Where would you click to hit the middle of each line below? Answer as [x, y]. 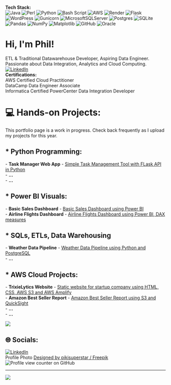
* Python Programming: [44, 152]
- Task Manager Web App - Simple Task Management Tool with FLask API [83, 164]
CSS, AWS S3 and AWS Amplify [38, 293]
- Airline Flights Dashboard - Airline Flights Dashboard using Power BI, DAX [85, 214]
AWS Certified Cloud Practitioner [40, 80]
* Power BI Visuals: [36, 196]
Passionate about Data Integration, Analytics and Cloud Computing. [76, 64]
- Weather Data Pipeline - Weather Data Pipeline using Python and [76, 248]
